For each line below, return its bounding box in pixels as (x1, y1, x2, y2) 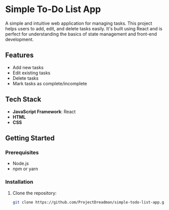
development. (5, 36, 34, 42)
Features (5, 51, 34, 60)
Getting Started (5, 134, 55, 142)
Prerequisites (5, 149, 39, 156)
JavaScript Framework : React (12, 109, 76, 115)
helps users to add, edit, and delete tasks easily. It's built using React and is (5, 25, 162, 31)
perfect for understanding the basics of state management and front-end (5, 31, 157, 37)
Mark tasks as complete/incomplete (12, 80, 87, 86)
